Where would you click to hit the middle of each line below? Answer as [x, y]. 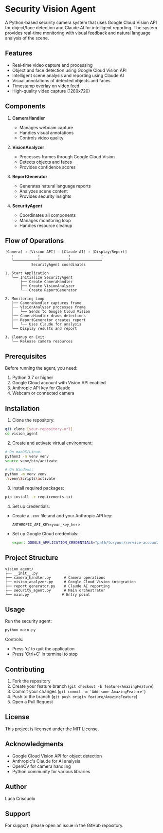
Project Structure [32, 558]
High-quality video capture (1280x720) [51, 91]
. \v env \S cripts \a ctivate [30, 479]
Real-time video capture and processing [52, 65]
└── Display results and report [44, 329]
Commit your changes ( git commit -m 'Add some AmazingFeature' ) [79, 691]
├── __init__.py [21, 573]
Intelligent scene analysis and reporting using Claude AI [68, 75]
